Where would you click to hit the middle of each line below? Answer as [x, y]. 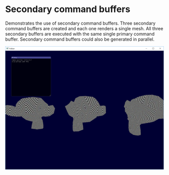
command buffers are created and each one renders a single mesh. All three [84, 28]
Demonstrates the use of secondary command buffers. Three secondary [80, 23]
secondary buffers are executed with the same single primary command [80, 34]
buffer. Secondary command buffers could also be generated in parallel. [80, 39]
